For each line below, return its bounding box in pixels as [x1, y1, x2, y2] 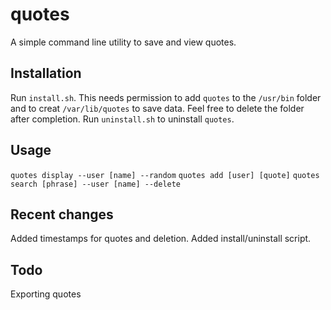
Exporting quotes [10, 288, 82, 300]
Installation [10, 65, 82, 82]
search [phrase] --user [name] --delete [10, 179, 182, 189]
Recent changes [10, 206, 114, 223]
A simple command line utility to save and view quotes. [10, 36, 237, 48]
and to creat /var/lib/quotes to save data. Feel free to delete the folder [10, 102, 305, 114]
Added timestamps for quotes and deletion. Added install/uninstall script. [10, 233, 312, 245]
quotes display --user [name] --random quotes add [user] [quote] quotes [10, 170, 320, 180]
